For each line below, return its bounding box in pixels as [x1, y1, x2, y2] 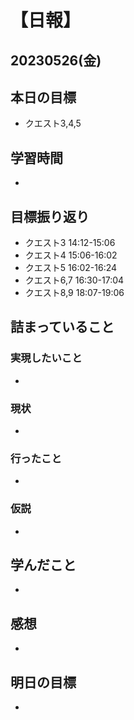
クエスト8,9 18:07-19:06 [24, 287, 125, 299]
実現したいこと [10, 351, 83, 365]
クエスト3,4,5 [24, 117, 82, 130]
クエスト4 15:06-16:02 [24, 249, 118, 261]
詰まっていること [10, 319, 115, 336]
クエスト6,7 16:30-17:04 [24, 274, 125, 286]
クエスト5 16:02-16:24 [24, 262, 118, 274]
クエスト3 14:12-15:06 [24, 237, 116, 249]
